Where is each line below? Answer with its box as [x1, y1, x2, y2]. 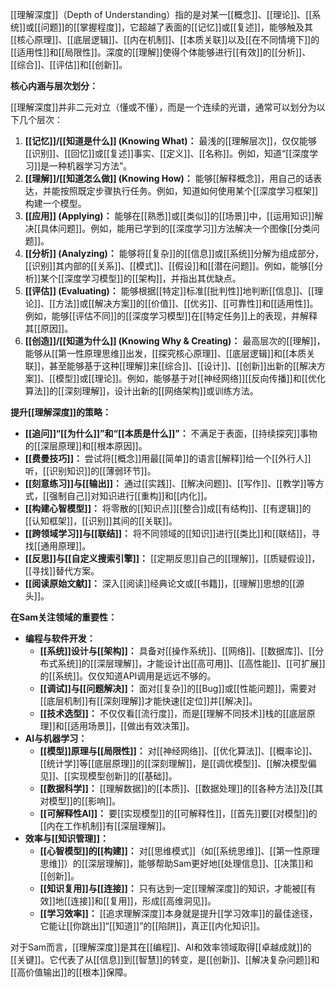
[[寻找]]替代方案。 [24, 565, 100, 577]
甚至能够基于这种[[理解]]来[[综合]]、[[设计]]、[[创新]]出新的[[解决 [49, 360, 317, 372]
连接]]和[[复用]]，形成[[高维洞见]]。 [70, 895, 217, 907]
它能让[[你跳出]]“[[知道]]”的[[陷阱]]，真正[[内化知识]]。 [39, 920, 266, 932]
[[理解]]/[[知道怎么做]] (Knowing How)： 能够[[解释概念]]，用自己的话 [24, 173, 314, 184]
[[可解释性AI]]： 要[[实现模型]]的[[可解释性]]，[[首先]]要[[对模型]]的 [39, 808, 318, 819]
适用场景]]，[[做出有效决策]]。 [70, 720, 195, 732]
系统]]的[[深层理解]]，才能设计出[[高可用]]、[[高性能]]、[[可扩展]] [57, 658, 326, 669]
